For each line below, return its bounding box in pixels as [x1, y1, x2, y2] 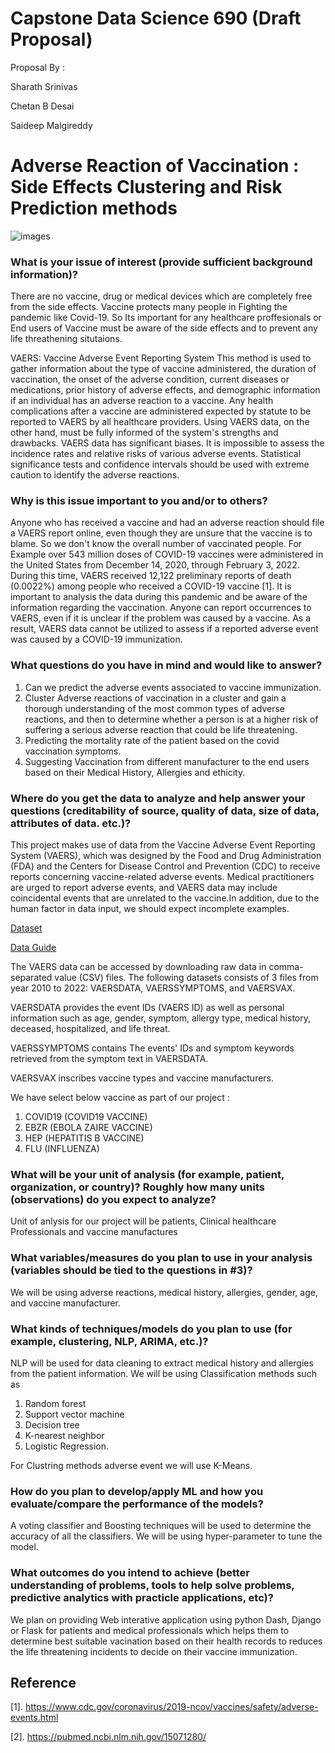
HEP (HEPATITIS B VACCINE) [24, 1132, 145, 1144]
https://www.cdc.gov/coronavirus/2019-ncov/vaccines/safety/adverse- [24, 1701, 319, 1713]
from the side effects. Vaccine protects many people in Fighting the [10, 301, 288, 313]
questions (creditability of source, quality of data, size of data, [10, 803, 320, 817]
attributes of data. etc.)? [10, 816, 132, 830]
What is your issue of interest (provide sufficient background [10, 255, 313, 269]
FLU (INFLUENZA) [24, 1143, 100, 1155]
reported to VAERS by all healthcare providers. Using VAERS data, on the [10, 416, 310, 428]
